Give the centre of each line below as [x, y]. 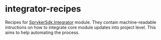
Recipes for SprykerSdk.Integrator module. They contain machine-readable [81, 22]
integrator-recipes [43, 9]
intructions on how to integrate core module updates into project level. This [80, 27]
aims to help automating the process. [42, 32]
